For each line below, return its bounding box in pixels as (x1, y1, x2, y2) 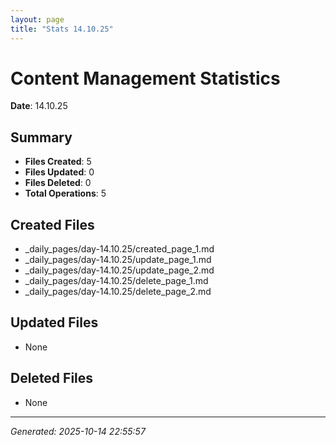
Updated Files (10, 314, 99, 331)
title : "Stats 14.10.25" (10, 24, 114, 34)
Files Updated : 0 (24, 166, 95, 178)
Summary (10, 129, 73, 146)
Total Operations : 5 (24, 187, 107, 200)
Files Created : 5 (24, 156, 92, 168)
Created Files (10, 216, 95, 233)
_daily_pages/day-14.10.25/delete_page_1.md (24, 275, 209, 287)
